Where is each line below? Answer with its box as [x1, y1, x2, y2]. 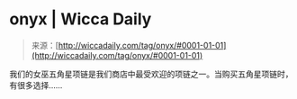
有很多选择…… [9, 79, 63, 90]
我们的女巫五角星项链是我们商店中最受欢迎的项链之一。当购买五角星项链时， [9, 68, 293, 79]
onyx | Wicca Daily [9, 9, 152, 30]
